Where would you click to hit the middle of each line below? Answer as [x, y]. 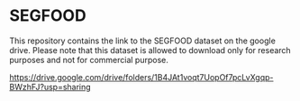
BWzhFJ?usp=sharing [50, 87]
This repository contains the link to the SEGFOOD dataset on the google [143, 41]
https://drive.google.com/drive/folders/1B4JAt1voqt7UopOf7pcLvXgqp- [141, 77]
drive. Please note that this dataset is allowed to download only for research [150, 50]
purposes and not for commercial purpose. [89, 60]
